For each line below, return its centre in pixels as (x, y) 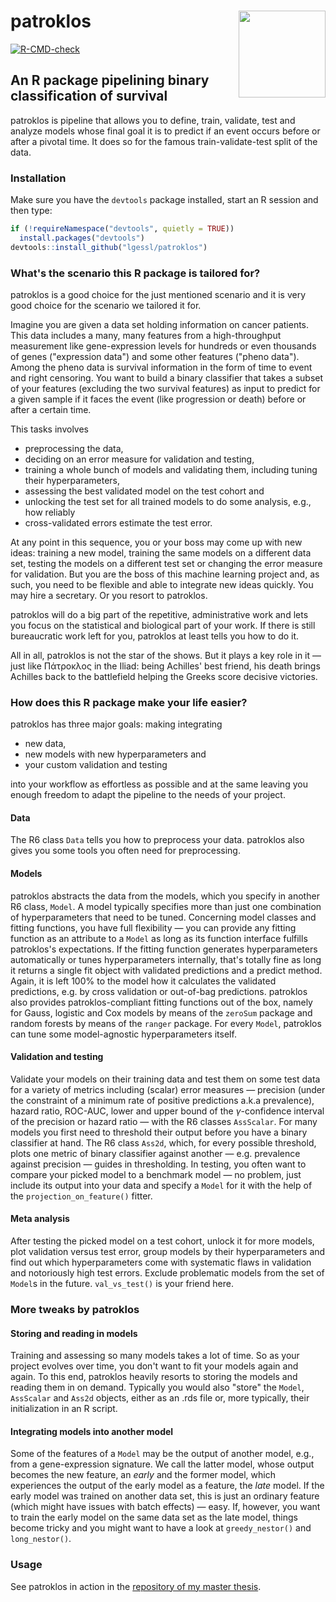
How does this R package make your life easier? (129, 702)
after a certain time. (51, 409)
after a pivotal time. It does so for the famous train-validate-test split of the (164, 141)
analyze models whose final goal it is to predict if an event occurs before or (165, 131)
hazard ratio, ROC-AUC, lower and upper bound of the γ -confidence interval (167, 1111)
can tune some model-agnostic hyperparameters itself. (123, 1034)
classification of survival (89, 96)
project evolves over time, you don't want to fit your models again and (154, 1366)
